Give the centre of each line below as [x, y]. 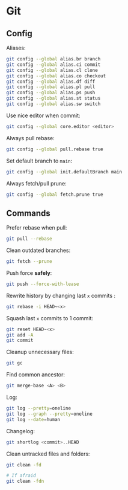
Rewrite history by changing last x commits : [61, 295]
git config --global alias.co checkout [56, 76]
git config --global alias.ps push [51, 93]
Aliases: [16, 48]
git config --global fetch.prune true [55, 195]
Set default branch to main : [39, 161]
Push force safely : [29, 272]
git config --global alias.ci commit [53, 65]
